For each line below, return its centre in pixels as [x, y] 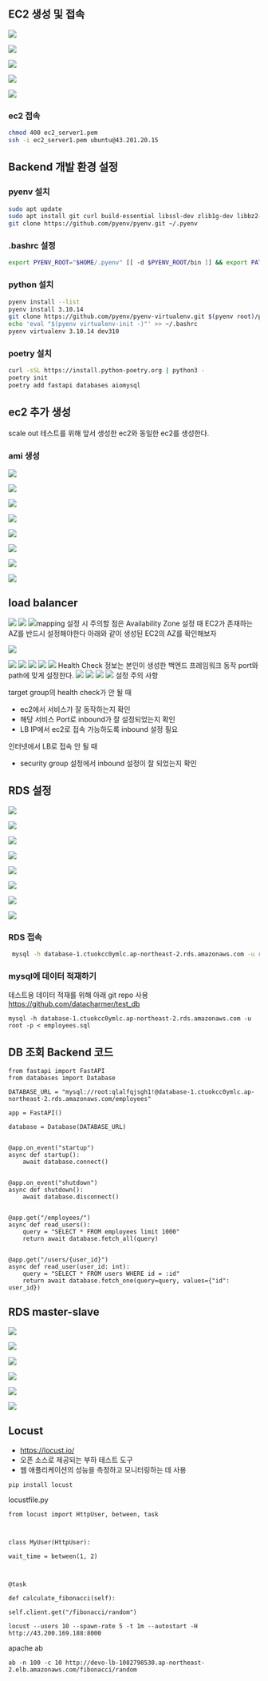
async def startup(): [44, 1154]
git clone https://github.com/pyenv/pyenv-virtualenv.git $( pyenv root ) [132, 317]
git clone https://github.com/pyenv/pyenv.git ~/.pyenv [103, 224]
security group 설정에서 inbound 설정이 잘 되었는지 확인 [108, 763]
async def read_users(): [49, 1225]
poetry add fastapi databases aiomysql [75, 386]
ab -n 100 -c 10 [35, 1663]
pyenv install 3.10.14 [46, 309]
